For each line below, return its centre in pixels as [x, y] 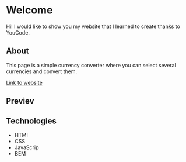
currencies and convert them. [42, 71]
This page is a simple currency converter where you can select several [91, 65]
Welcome [29, 10]
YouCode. [18, 32]
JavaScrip [27, 147]
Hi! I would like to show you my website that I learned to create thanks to [93, 26]
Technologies [31, 121]
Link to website [24, 82]
